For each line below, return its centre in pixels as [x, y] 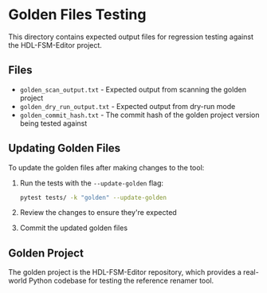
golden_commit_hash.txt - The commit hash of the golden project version [139, 115]
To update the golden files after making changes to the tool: [106, 167]
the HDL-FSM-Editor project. [55, 45]
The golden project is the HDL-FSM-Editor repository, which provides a [125, 272]
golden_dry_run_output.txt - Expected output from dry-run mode [128, 106]
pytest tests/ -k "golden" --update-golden [93, 197]
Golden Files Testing [77, 15]
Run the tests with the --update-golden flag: [92, 183]
